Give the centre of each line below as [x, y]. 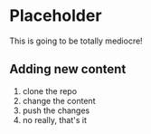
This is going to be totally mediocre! [76, 41]
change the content [59, 100]
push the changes [56, 110]
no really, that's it [55, 120]
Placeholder [56, 16]
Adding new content [68, 69]
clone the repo [50, 91]
